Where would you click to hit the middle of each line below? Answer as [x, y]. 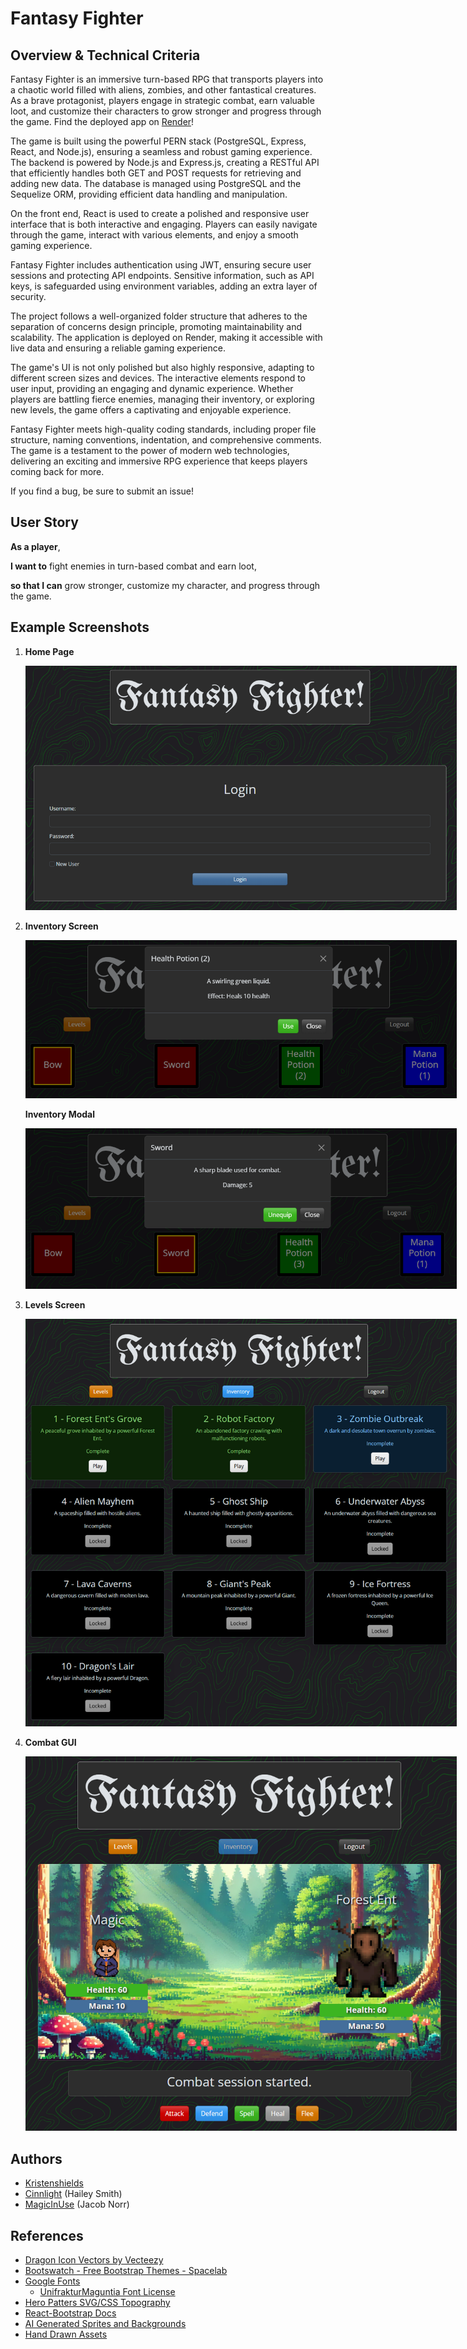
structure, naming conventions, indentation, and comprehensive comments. [166, 440]
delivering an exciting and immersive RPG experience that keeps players [159, 461]
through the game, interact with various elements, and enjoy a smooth [154, 235]
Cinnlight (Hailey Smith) [73, 2194]
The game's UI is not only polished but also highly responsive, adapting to [162, 367]
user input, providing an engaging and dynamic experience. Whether [152, 388]
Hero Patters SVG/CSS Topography [97, 2303]
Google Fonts [52, 2281]
